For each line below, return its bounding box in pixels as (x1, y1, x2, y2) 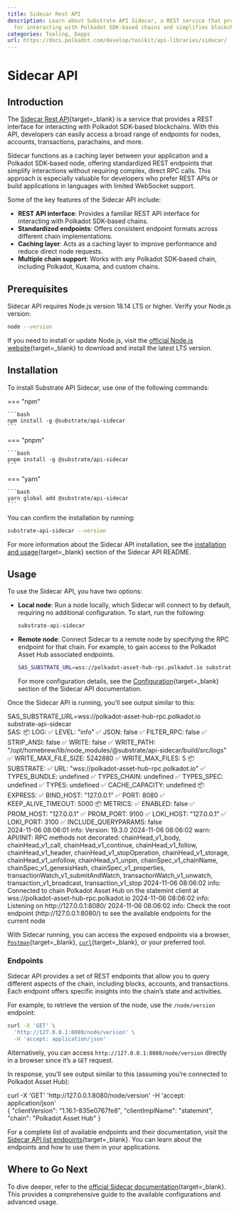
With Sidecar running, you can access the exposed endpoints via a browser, (7, 931, 230, 939)
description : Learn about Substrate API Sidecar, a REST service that (7, 17, 221, 24)
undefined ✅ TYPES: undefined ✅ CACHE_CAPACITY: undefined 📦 (7, 781, 205, 790)
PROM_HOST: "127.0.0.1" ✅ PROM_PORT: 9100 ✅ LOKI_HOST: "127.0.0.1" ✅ (7, 810, 227, 818)
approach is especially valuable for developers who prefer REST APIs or (7, 174, 218, 182)
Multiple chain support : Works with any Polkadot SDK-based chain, (17, 254, 217, 264)
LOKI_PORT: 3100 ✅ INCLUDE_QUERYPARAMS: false (7, 817, 162, 827)
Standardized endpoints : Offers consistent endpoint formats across (17, 224, 218, 233)
